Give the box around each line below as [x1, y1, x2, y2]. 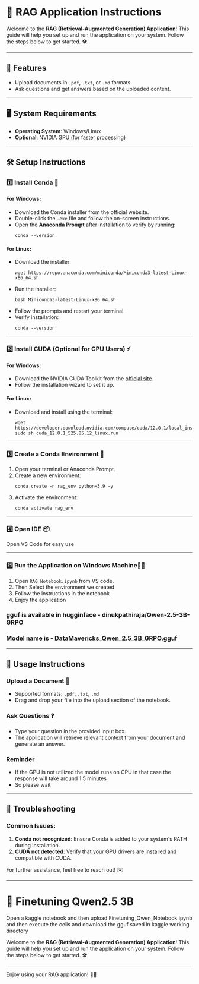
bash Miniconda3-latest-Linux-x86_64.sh [14, 297, 116, 303]
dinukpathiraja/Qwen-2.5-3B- [101, 611, 190, 619]
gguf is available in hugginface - [6, 611, 101, 619]
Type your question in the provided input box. [14, 727, 126, 734]
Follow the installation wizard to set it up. [14, 381, 114, 389]
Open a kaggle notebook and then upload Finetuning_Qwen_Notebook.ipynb [6, 914, 192, 922]
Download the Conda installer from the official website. [14, 209, 149, 216]
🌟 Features [6, 63, 47, 73]
